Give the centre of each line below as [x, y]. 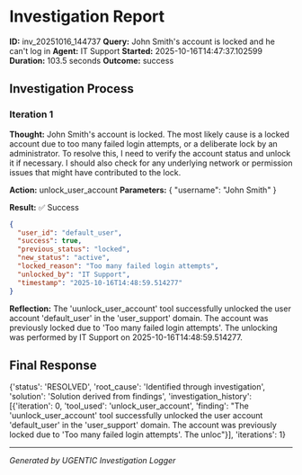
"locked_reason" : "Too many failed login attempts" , [118, 266]
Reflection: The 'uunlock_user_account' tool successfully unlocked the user [151, 309]
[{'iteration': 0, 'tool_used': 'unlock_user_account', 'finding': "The [129, 406]
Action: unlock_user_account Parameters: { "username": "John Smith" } [143, 190]
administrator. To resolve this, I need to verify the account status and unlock [150, 153]
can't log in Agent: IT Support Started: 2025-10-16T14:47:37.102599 [136, 50]
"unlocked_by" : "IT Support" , [74, 274]
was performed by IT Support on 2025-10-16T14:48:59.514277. [126, 337]
